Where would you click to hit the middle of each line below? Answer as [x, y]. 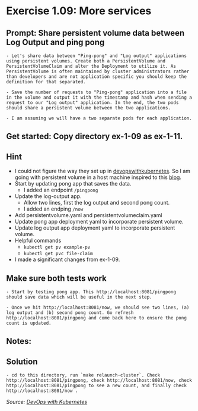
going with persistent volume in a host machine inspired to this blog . [98, 177]
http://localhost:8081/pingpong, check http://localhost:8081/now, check [99, 381]
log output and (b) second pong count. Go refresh [70, 313]
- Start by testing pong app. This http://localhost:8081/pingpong [91, 292]
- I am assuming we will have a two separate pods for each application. [99, 118]
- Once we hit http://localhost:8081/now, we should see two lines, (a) [98, 308]
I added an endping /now [53, 209]
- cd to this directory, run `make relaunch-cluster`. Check [83, 375]
